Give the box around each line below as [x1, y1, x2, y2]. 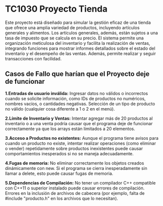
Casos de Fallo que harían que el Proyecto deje [5, 70, 150, 78]
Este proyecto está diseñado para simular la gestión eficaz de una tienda [5, 19, 151, 25]
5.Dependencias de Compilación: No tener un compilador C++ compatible [5, 180, 156, 186]
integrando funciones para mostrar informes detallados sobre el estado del [5, 45, 156, 51]
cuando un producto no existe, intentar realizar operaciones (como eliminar [5, 140, 156, 146]
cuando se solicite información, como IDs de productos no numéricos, [5, 95, 146, 101]
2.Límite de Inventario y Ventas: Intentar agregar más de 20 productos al [5, 115, 153, 121]
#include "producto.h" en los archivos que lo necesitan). [5, 195, 118, 201]
